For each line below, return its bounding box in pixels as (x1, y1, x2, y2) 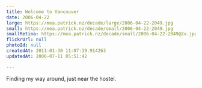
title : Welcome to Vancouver (6, 8, 79, 15)
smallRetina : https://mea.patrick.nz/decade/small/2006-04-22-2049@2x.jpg (6, 31, 198, 37)
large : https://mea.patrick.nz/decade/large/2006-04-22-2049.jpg (6, 20, 173, 26)
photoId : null (6, 43, 42, 48)
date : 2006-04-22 (6, 14, 50, 20)
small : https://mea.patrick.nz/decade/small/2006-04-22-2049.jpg (6, 25, 173, 32)
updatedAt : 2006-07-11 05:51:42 (6, 53, 87, 59)
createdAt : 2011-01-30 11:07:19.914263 (6, 48, 106, 54)
